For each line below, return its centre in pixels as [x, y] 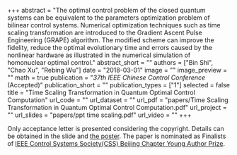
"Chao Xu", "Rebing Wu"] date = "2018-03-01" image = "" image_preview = [117, 70]
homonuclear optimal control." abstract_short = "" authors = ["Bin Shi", [110, 62]
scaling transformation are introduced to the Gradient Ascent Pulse [105, 32]
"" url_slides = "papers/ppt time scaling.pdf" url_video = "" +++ [100, 115]
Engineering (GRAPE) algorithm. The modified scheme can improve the [111, 40]
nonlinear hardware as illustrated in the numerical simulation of [99, 55]
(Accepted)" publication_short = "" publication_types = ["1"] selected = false [118, 85]
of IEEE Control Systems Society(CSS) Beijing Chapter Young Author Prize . [116, 143]
